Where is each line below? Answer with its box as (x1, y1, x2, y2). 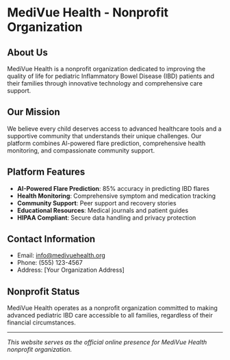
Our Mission (7, 106, 60, 118)
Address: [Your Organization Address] (16, 266, 125, 274)
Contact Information (7, 233, 96, 245)
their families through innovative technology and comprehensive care (7, 79, 203, 87)
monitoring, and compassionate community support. (7, 146, 155, 155)
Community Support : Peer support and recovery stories (16, 198, 177, 207)
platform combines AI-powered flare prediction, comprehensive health (7, 139, 206, 147)
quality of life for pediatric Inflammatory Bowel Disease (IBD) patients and (7, 72, 214, 80)
